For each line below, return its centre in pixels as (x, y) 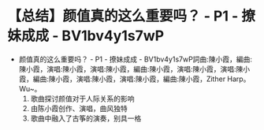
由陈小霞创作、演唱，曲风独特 (79, 108)
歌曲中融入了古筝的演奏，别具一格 (86, 118)
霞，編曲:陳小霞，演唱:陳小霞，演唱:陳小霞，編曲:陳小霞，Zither (122, 79)
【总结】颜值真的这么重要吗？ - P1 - (123, 16)
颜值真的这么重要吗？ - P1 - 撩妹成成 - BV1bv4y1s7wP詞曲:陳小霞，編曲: (136, 59)
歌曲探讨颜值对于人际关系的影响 (82, 98)
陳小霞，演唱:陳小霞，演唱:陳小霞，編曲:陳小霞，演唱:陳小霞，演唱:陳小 (134, 69)
